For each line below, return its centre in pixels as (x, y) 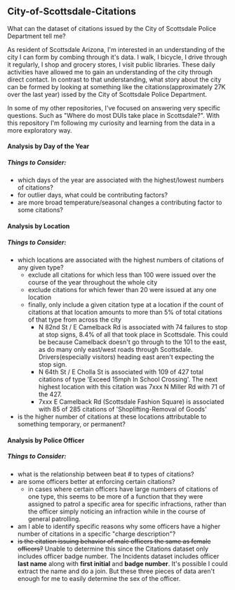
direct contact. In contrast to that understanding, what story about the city (114, 79)
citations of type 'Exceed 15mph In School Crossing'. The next (128, 379)
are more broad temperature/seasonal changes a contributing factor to (120, 202)
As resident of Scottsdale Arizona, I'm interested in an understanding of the (116, 49)
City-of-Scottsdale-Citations (72, 12)
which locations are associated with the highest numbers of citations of (121, 260)
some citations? (40, 210)
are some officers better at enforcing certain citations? (96, 481)
